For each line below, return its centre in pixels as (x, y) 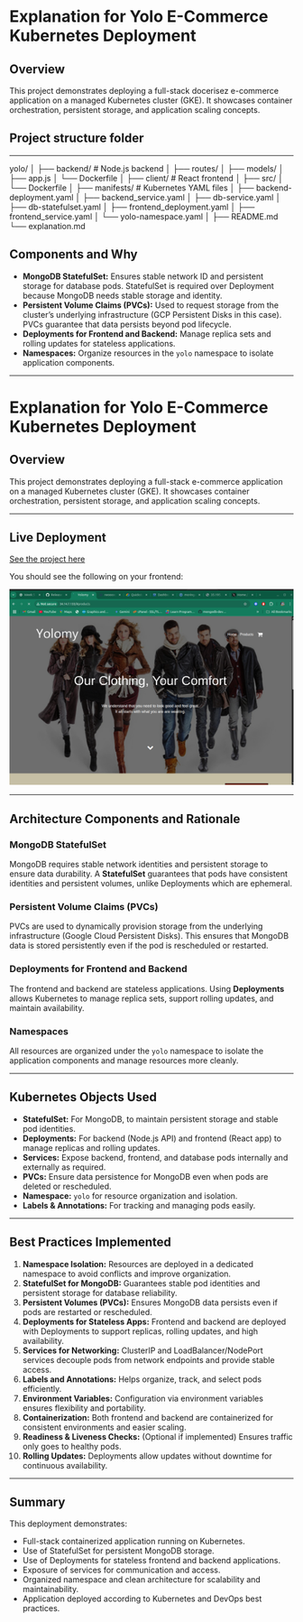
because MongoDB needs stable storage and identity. (122, 295)
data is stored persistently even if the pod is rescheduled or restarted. (139, 946)
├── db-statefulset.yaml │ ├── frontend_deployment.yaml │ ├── (132, 207)
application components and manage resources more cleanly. (124, 1061)
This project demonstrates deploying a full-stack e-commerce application (146, 481)
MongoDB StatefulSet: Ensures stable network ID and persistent (143, 276)
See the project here (47, 559)
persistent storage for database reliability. (100, 1293)
